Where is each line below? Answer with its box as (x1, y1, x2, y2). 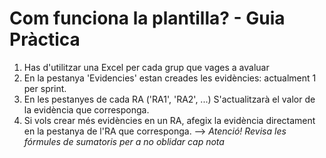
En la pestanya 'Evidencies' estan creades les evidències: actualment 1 (23, 72, 317, 84)
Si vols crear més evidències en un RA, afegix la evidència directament (23, 114, 316, 126)
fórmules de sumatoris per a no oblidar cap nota (23, 135, 225, 147)
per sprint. (23, 82, 67, 94)
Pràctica (9, 28, 81, 51)
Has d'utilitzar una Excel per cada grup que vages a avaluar (23, 61, 270, 73)
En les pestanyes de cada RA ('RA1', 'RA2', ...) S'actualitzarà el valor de (23, 93, 316, 105)
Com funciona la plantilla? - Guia (9, 7, 286, 30)
